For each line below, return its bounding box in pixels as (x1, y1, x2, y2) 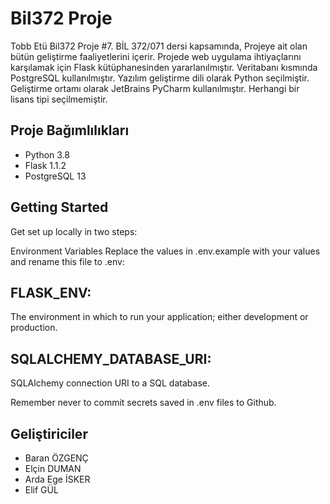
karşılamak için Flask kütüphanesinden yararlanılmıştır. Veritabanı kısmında (10, 61, 318, 73)
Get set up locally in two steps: (10, 225, 138, 237)
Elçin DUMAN (24, 463, 82, 474)
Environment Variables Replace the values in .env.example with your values (10, 245, 321, 257)
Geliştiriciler (10, 425, 88, 442)
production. (10, 322, 58, 334)
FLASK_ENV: (10, 284, 92, 301)
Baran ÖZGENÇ (24, 452, 89, 464)
